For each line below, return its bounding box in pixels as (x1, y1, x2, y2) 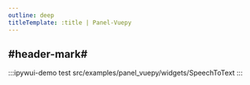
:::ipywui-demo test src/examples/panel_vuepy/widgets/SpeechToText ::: (8, 68, 243, 78)
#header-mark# (8, 48, 88, 61)
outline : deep (8, 11, 55, 19)
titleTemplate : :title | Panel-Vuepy (8, 19, 132, 27)
